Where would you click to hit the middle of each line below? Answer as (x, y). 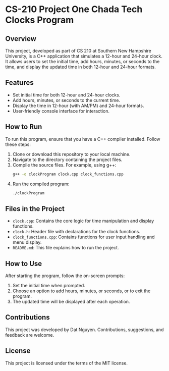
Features (19, 83)
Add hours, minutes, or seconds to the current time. (66, 100)
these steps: (18, 144)
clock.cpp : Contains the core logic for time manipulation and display (83, 221)
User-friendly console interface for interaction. (61, 111)
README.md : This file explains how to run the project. (66, 248)
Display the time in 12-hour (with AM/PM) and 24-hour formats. (78, 105)
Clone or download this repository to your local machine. (71, 154)
